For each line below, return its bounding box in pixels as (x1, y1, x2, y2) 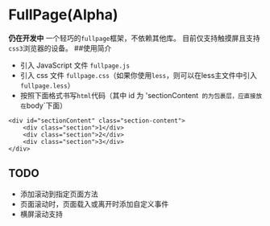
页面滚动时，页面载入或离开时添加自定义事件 (19, 199, 169, 208)
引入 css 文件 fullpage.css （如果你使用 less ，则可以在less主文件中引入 (19, 70, 258, 80)
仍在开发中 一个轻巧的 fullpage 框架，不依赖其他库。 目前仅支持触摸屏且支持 (8, 33, 260, 43)
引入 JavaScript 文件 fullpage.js (19, 60, 131, 70)
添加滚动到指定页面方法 (19, 189, 98, 199)
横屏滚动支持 (19, 209, 63, 219)
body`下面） (26, 101, 67, 110)
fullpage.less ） (19, 80, 75, 90)
